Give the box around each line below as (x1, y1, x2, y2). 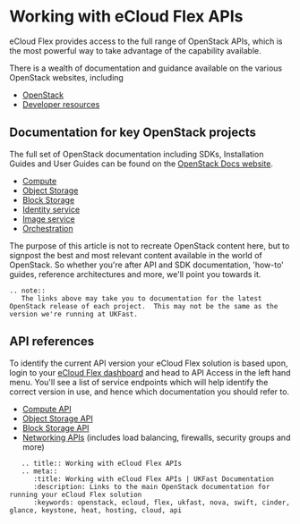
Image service (21, 213, 75, 224)
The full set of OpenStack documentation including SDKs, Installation (9, 148, 264, 159)
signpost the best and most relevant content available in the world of (9, 249, 262, 260)
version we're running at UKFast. (9, 309, 139, 318)
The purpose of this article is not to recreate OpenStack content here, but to (9, 240, 290, 251)
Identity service (21, 204, 81, 215)
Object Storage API (21, 413, 94, 424)
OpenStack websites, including (9, 72, 124, 82)
